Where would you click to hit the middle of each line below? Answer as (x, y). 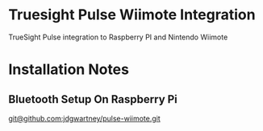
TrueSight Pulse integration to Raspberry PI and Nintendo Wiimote (118, 37)
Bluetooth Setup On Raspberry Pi (93, 99)
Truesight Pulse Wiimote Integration (132, 15)
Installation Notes (69, 70)
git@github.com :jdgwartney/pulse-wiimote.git (85, 118)
